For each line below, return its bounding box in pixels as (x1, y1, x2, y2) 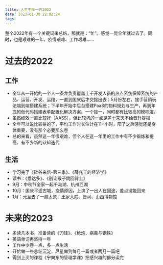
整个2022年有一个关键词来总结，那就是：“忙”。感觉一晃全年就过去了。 (5, 30, 148, 36)
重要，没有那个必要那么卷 (16, 127, 69, 133)
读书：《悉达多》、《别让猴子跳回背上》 (12, 175, 88, 182)
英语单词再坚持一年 (12, 236, 51, 242)
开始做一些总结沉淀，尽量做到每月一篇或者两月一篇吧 (12, 248, 120, 254)
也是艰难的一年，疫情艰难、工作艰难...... (13, 36, 94, 42)
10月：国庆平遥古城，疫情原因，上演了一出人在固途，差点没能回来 (12, 187, 146, 194)
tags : (5, 16, 16, 21)
